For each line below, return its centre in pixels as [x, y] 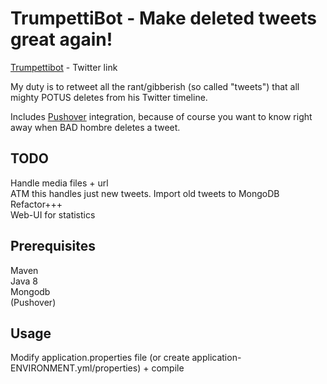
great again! [61, 39]
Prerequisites [53, 246]
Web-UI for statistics [53, 214]
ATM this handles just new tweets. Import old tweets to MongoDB [145, 193]
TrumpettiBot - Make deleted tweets [164, 18]
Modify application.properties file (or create [100, 358]
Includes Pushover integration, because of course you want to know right [161, 116]
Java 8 [24, 281]
